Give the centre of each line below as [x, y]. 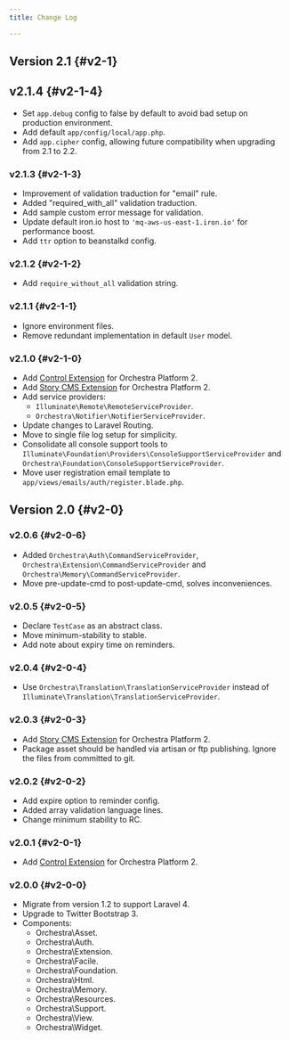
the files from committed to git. [79, 758]
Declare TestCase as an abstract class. [92, 626]
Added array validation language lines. [93, 810]
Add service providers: [64, 397]
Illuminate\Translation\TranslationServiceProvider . [121, 697]
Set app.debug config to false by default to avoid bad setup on [135, 113]
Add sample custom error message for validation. [113, 213]
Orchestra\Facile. [67, 961]
